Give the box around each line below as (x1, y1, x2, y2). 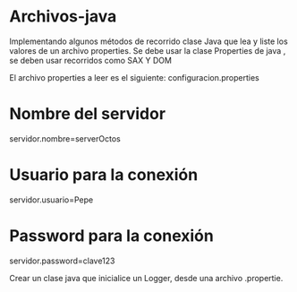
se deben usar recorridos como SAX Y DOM (9, 55, 173, 65)
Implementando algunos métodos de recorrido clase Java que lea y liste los (9, 36, 288, 47)
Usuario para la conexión (9, 165, 199, 185)
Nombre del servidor (9, 104, 166, 125)
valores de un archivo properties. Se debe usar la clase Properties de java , (9, 45, 286, 56)
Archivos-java (9, 6, 117, 27)
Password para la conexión (9, 226, 215, 245)
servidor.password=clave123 (9, 255, 115, 266)
